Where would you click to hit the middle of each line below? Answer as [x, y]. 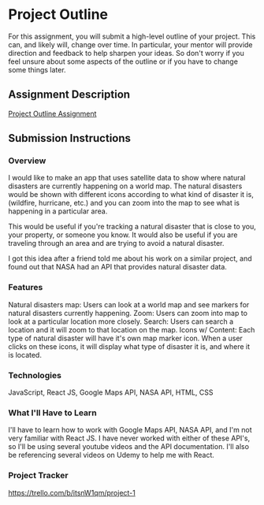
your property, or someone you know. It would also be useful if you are [123, 235]
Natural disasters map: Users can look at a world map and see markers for [129, 304]
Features [26, 288]
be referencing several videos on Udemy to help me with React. [111, 455]
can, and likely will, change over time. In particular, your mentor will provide [131, 44]
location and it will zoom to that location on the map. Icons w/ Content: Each [132, 329]
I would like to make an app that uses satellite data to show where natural [127, 178]
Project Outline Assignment [52, 113]
